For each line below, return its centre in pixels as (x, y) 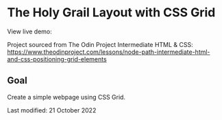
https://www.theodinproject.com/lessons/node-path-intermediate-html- (109, 52)
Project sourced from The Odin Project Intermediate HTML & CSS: (100, 44)
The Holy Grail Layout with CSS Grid (111, 13)
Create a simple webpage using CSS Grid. (66, 97)
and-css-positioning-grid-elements (57, 59)
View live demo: (30, 31)
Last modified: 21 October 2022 (52, 110)
